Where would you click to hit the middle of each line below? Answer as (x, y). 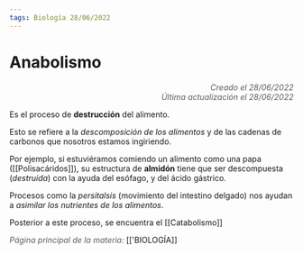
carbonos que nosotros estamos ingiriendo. (91, 141)
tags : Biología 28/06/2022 (60, 18)
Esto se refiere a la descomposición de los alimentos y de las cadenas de (146, 132)
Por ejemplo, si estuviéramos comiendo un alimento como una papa (135, 159)
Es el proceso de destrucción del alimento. (90, 114)
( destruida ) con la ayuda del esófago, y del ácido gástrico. (118, 177)
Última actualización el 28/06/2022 (227, 96)
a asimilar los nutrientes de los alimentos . (87, 204)
